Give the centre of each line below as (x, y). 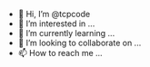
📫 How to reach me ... (60, 53)
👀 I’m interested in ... (56, 24)
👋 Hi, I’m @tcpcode (54, 14)
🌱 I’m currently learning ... (66, 33)
